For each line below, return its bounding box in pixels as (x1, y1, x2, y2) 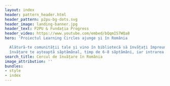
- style (5, 68, 21, 73)
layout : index (5, 7, 35, 13)
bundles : (5, 64, 23, 69)
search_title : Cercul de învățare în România (5, 54, 103, 59)
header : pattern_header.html (5, 12, 66, 17)
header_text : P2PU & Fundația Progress (5, 26, 89, 31)
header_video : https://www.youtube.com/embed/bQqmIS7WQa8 (5, 31, 130, 36)
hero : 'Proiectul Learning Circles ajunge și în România (5, 36, 128, 41)
